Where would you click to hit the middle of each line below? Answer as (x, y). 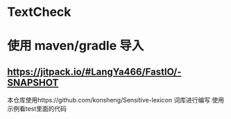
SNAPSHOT (33, 83)
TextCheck (39, 12)
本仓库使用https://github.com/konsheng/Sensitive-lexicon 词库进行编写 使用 (115, 100)
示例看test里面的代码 (37, 109)
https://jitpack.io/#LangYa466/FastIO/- (94, 72)
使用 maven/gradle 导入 (76, 46)
